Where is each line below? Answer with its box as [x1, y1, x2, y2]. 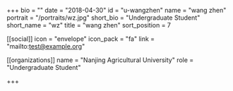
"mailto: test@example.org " [6, 42, 85, 50]
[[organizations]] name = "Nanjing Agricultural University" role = [6, 56, 194, 64]
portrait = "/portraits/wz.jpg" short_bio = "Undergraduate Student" [6, 13, 201, 22]
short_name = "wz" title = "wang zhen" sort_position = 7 [6, 21, 171, 29]
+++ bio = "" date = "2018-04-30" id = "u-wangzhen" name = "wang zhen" [6, 6, 227, 14]
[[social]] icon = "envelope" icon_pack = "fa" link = [6, 35, 155, 43]
